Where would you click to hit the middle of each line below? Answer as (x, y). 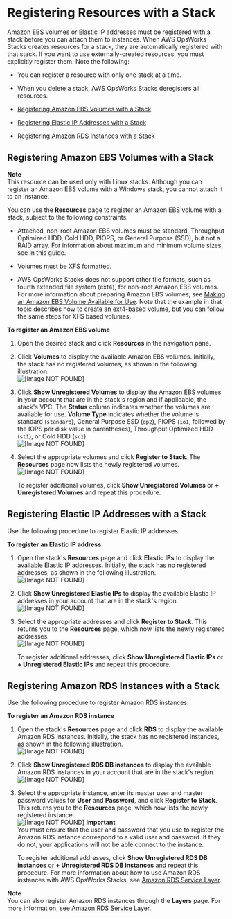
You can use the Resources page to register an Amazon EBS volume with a (114, 210)
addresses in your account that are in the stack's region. (98, 600)
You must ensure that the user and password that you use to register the (121, 830)
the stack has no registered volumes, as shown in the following (107, 364)
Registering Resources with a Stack (111, 13)
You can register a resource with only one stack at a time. (99, 75)
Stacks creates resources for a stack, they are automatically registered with (115, 46)
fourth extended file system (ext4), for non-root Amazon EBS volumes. (118, 287)
